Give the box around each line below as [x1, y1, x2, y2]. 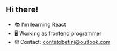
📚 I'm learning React [14, 21, 66, 28]
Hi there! [5, 5, 39, 15]
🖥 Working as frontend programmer [14, 30, 102, 37]
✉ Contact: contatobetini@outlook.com [14, 38, 111, 45]
